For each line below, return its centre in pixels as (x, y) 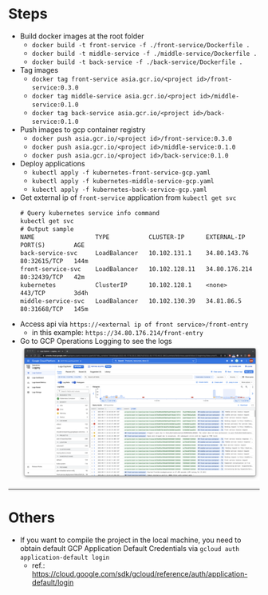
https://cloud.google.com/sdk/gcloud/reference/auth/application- (140, 573)
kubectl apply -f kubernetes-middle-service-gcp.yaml (123, 181)
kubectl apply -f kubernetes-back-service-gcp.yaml (119, 190)
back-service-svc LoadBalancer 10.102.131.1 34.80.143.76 (134, 253)
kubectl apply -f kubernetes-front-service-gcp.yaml (121, 173)
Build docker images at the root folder (82, 36)
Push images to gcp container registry (83, 130)
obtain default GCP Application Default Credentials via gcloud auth (129, 548)
